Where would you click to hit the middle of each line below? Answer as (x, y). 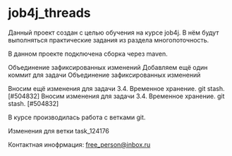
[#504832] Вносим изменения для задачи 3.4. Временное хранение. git (116, 96)
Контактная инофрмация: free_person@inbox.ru (79, 144)
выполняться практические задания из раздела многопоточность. (109, 40)
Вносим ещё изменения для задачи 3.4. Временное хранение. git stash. (116, 88)
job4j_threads (49, 13)
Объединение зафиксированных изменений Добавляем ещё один (108, 67)
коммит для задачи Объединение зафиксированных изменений (104, 75)
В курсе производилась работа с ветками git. (77, 117)
